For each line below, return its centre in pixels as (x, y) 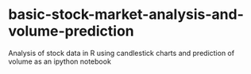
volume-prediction (71, 31)
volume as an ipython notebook (60, 61)
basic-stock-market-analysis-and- (126, 15)
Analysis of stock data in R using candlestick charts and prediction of (122, 53)
